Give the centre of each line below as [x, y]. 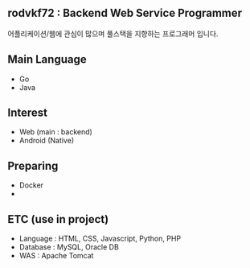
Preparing [33, 165]
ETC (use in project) [58, 219]
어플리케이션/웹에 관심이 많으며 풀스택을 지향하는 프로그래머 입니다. [113, 33]
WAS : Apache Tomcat [56, 256]
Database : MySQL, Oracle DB [69, 247]
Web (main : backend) [56, 132]
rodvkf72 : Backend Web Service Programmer [125, 13]
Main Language [47, 60]
